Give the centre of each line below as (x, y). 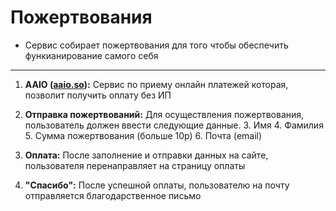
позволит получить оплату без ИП (98, 95)
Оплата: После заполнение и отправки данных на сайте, (146, 155)
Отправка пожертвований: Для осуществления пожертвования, (164, 114)
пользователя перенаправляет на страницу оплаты (135, 165)
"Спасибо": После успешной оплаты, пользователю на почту (157, 185)
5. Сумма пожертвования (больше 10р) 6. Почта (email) (143, 135)
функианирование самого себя (91, 55)
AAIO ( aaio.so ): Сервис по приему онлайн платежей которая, (156, 84)
